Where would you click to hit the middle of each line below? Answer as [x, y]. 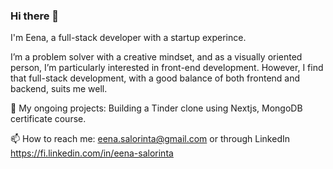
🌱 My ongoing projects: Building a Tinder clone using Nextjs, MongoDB [156, 108]
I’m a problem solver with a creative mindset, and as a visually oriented [156, 57]
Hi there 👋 [35, 16]
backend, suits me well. [59, 89]
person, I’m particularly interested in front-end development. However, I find [167, 68]
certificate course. [48, 119]
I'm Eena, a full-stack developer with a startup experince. [128, 38]
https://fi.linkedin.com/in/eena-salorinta [92, 153]
